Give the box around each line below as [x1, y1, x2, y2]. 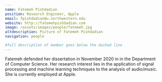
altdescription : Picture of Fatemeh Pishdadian [5, 29, 103, 34]
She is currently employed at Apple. [5, 71, 77, 77]
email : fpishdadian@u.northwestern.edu [5, 16, 86, 21]
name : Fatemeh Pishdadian [5, 7, 57, 12]
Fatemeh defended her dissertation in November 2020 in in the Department [5, 56, 156, 62]
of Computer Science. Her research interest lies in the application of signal [5, 61, 154, 67]
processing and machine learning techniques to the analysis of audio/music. [5, 66, 158, 72]
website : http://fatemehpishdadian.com [5, 20, 86, 26]
